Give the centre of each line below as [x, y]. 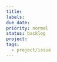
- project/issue [31, 50]
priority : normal [27, 28]
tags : [13, 45]
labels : [16, 17]
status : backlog [26, 34]
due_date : [18, 22]
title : [14, 12]
